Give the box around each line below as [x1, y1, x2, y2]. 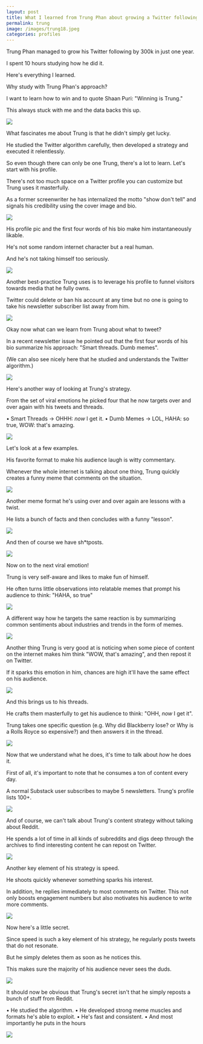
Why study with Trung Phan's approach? [6, 83, 108, 91]
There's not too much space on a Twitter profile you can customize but [6, 178, 183, 185]
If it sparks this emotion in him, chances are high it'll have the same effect [6, 669, 190, 676]
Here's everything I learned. [6, 71, 76, 79]
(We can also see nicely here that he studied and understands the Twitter [6, 356, 188, 363]
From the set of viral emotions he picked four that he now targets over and [6, 397, 192, 404]
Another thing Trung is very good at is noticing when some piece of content [6, 644, 195, 651]
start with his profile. [6, 166, 57, 173]
